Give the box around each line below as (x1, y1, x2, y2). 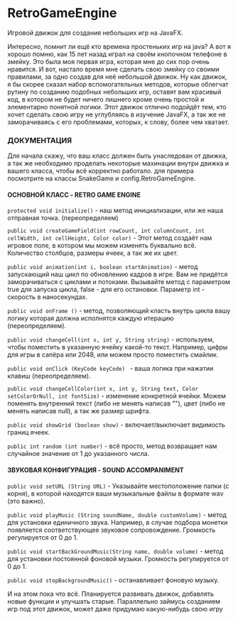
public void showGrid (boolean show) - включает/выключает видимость (7, 420, 226, 429)
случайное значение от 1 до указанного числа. (7, 450, 150, 458)
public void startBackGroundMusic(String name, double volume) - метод (7, 547, 224, 555)
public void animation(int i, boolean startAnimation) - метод (7, 263, 198, 271)
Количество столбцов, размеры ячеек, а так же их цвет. (7, 249, 179, 257)
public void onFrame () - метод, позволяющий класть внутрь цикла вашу (7, 307, 231, 315)
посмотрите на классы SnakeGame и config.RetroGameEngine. (7, 174, 196, 183)
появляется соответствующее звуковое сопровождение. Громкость (7, 526, 216, 534)
